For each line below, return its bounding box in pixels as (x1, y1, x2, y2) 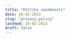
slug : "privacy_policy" (5, 16, 55, 21)
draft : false (5, 26, 32, 31)
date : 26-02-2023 (5, 12, 41, 17)
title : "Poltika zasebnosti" (5, 7, 66, 12)
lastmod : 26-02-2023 (5, 21, 48, 26)
